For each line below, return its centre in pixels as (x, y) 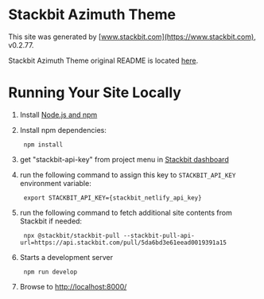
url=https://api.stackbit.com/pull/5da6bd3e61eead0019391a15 (123, 243)
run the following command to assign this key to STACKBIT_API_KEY (128, 175)
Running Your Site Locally (95, 93)
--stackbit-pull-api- (159, 235)
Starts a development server (66, 257)
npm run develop (50, 272)
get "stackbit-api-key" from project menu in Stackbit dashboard (124, 159)
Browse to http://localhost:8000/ (73, 286)
